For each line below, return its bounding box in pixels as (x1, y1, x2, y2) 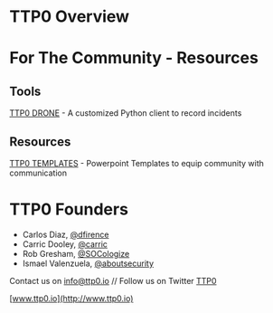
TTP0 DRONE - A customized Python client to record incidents (9, 108, 242, 119)
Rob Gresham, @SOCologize (22, 248, 130, 259)
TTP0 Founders (9, 199, 129, 220)
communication (9, 167, 68, 178)
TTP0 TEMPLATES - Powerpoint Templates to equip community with (9, 158, 265, 168)
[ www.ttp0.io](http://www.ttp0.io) (9, 292, 134, 304)
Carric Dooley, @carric (22, 238, 108, 250)
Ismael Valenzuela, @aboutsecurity (22, 258, 155, 269)
